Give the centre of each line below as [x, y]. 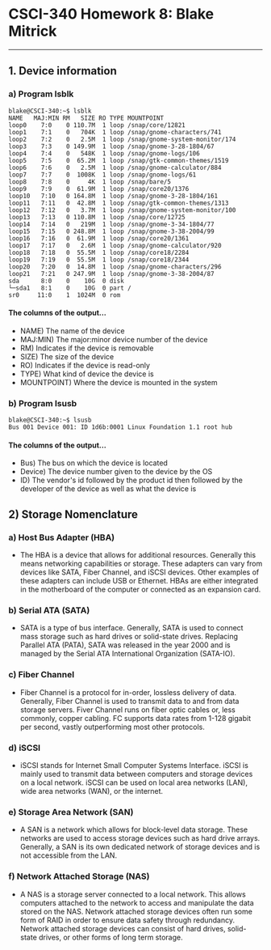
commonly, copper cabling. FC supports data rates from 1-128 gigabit [135, 718]
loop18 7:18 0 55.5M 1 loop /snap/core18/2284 [99, 252]
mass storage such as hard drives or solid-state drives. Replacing [129, 637]
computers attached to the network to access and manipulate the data [137, 902]
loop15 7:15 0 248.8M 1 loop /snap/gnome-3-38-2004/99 [112, 231]
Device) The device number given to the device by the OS [116, 472]
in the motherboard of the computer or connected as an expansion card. [140, 590]
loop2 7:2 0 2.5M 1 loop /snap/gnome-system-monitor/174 [122, 139]
